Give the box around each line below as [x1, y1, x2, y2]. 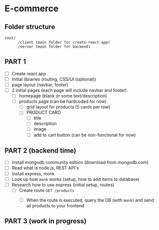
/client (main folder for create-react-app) [17, 40, 110, 45]
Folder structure [4, 23, 55, 31]
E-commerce [4, 3, 59, 14]
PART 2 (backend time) [4, 146, 77, 155]
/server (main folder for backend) [17, 44, 91, 49]
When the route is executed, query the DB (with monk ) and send [26, 197, 154, 203]
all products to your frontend [26, 202, 84, 208]
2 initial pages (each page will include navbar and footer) [11, 87, 127, 93]
